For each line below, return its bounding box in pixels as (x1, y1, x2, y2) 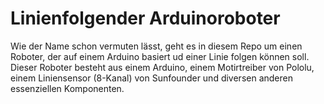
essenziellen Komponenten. (10, 82, 125, 94)
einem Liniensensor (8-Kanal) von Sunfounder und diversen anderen (10, 72, 293, 84)
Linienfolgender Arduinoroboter (10, 7, 281, 30)
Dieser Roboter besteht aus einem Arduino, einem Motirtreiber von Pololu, (10, 61, 315, 73)
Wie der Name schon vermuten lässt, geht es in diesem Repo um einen (10, 40, 303, 52)
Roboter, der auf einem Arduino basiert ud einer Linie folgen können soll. (10, 50, 310, 62)
